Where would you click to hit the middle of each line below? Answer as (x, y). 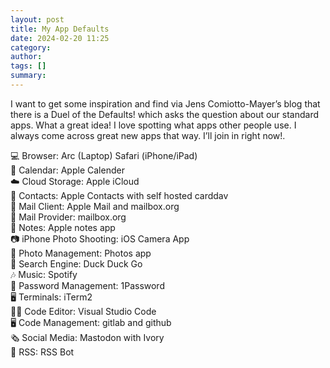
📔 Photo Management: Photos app (81, 253)
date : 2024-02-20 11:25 (60, 38)
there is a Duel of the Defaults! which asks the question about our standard (165, 114)
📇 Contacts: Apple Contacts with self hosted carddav (119, 195)
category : (31, 47)
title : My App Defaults (60, 29)
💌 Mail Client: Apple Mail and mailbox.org (95, 206)
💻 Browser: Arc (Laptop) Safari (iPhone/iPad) (104, 155)
